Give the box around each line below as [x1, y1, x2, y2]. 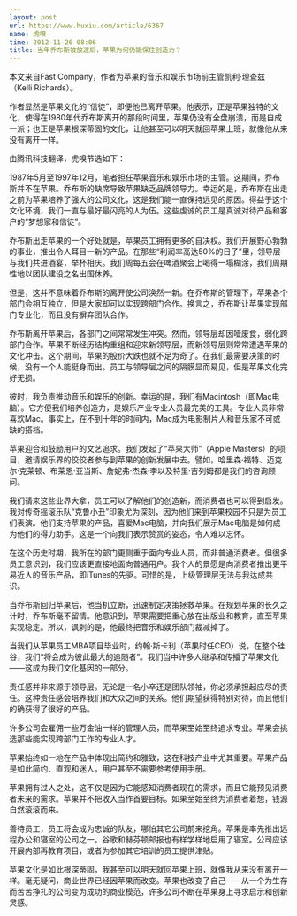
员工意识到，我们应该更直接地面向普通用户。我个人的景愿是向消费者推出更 [9, 559, 280, 570]
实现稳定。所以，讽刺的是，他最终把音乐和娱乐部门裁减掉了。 [9, 622, 234, 633]
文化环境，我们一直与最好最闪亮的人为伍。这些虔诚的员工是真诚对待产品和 [9, 206, 280, 216]
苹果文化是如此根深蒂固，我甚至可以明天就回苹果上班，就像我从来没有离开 [9, 865, 280, 875]
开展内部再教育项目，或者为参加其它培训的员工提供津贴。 [9, 845, 218, 856]
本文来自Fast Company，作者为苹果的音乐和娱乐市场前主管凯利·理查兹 [9, 72, 266, 82]
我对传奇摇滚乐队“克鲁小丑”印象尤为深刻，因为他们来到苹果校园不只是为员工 [9, 507, 287, 517]
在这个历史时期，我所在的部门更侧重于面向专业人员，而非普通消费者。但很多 [9, 547, 288, 558]
